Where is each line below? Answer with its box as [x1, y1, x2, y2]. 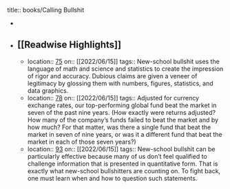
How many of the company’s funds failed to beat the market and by [27, 115, 219, 124]
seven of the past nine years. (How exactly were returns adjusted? [27, 108, 216, 116]
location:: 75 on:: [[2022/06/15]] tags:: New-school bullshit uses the [27, 57, 220, 65]
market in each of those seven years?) [27, 137, 136, 146]
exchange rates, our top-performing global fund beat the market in [27, 101, 217, 109]
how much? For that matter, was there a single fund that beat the [27, 123, 211, 131]
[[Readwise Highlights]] [17, 39, 122, 51]
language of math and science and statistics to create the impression [27, 65, 224, 73]
